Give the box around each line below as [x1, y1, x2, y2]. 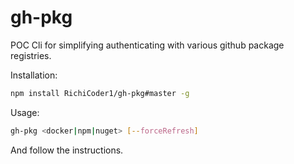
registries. [10, 49, 52, 61]
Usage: [10, 106, 40, 118]
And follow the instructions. [10, 144, 124, 156]
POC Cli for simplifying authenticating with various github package [10, 39, 285, 51]
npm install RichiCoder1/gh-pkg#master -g [10, 88, 190, 98]
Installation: [10, 69, 58, 81]
